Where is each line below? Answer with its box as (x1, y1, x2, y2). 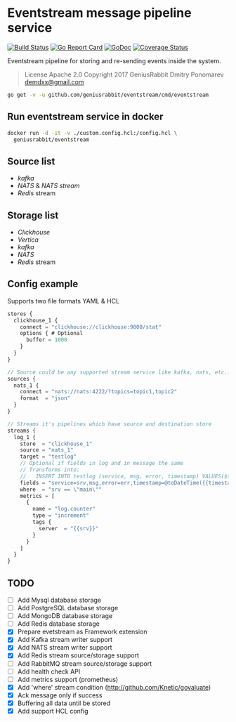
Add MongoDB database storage (17, 612, 113, 620)
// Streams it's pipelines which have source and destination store (7, 420, 212, 428)
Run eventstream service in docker (7, 111, 164, 123)
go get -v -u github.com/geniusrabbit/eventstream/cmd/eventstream (7, 91, 209, 98)
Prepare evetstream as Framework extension (17, 627, 147, 636)
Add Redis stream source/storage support (17, 651, 139, 659)
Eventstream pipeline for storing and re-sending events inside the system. (7, 56, 221, 65)
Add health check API (17, 667, 81, 676)
